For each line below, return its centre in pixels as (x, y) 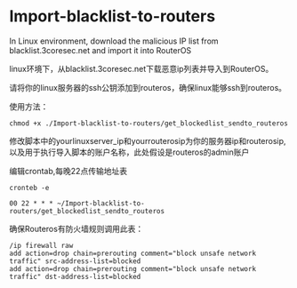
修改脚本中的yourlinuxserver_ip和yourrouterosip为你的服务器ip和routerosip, (148, 140)
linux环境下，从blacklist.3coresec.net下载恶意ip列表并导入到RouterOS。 (141, 68)
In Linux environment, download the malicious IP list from (114, 41)
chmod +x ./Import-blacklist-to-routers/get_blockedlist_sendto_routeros (149, 123)
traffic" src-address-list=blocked (75, 261)
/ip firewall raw (41, 245)
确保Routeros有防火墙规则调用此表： (76, 228)
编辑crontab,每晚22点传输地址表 (68, 171)
